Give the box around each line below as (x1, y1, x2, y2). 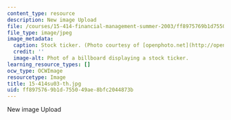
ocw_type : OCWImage (7, 67, 63, 74)
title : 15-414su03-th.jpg (7, 80, 81, 87)
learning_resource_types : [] (7, 61, 91, 68)
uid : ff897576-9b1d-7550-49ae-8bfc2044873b (7, 86, 134, 93)
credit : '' (13, 49, 45, 56)
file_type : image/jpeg (7, 29, 72, 36)
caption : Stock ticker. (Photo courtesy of (13, 42, 140, 49)
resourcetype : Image (7, 73, 67, 81)
